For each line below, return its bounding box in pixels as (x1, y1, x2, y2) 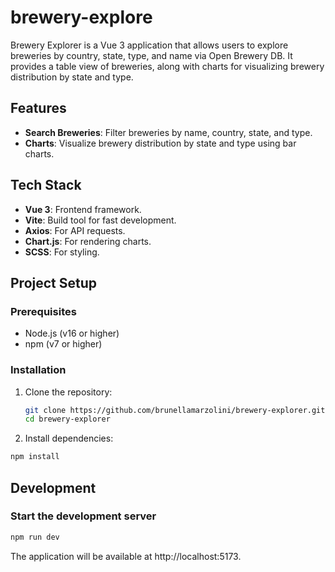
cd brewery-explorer (24, 414, 111, 425)
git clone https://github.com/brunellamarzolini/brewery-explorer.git (24, 405, 326, 415)
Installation (10, 363, 67, 377)
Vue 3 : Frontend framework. (24, 203, 142, 215)
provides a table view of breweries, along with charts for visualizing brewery (10, 60, 325, 72)
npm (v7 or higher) (24, 338, 103, 350)
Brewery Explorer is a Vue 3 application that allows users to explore (10, 39, 289, 51)
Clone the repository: (24, 386, 113, 398)
